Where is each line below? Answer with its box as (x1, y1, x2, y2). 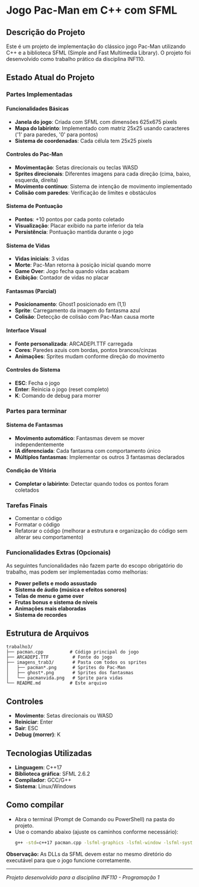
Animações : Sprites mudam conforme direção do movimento (14, 353, 165, 360)
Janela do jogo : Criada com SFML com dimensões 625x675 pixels (14, 118, 178, 125)
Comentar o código (14, 515, 62, 522)
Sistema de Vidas (6, 242, 50, 249)
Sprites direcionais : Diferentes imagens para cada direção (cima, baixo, (14, 170, 191, 177)
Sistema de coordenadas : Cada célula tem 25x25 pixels (14, 137, 152, 144)
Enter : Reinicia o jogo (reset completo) (14, 386, 110, 393)
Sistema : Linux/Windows (14, 783, 76, 790)
